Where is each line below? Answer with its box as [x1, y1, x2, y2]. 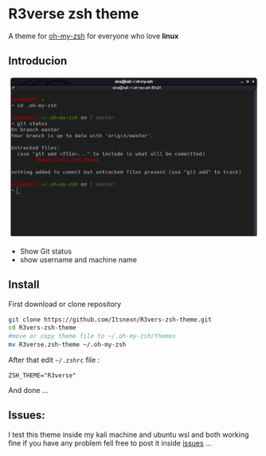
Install [8, 278, 40, 292]
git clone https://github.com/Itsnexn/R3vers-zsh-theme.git [8, 316, 213, 324]
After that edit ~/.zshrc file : [8, 356, 100, 365]
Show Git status [19, 246, 72, 256]
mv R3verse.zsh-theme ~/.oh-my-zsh [8, 340, 127, 349]
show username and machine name [19, 254, 138, 264]
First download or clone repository [8, 299, 122, 309]
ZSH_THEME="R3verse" [8, 371, 77, 379]
